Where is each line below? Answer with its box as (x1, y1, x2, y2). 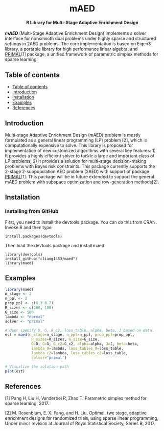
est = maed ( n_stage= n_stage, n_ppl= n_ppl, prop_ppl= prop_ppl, (5, 332, 135, 337)
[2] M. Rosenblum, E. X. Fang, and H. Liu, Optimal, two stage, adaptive (5, 410, 147, 416)
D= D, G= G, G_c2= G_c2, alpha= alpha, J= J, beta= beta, (31, 342, 139, 346)
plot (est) (5, 369, 25, 374)
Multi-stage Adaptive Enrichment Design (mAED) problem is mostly (5, 132, 141, 138)
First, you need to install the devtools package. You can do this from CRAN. (5, 219, 157, 225)
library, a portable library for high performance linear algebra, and (5, 46, 138, 52)
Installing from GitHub (5, 208, 59, 215)
